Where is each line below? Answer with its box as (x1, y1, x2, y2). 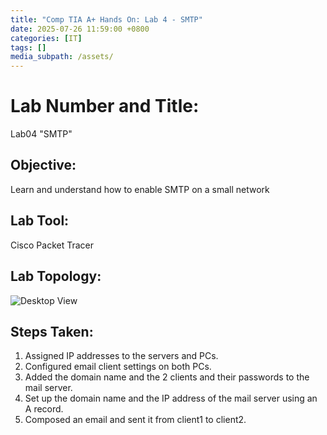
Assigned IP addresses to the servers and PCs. (24, 350, 219, 362)
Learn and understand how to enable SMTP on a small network (10, 183, 270, 195)
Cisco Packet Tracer (10, 239, 94, 251)
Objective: (10, 157, 77, 174)
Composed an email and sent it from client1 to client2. (24, 414, 247, 426)
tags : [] (10, 42, 47, 53)
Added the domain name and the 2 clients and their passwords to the (24, 371, 310, 383)
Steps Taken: (10, 323, 94, 340)
